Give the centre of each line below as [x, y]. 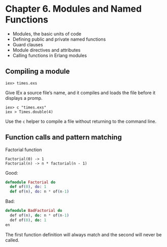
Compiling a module [38, 72]
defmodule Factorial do [30, 182]
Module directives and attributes [46, 50]
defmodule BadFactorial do [34, 211]
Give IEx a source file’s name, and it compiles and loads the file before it [80, 93]
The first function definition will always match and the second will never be [83, 234]
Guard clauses [28, 44]
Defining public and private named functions [59, 39]
